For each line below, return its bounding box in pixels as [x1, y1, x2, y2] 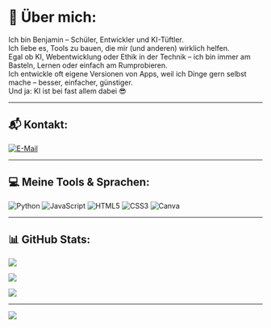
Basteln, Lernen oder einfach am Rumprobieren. [8, 60, 168, 70]
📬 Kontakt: [8, 118, 69, 132]
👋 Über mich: [8, 8, 97, 27]
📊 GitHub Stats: [8, 232, 91, 246]
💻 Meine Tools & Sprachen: [8, 176, 150, 189]
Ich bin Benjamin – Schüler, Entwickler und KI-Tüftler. [8, 35, 184, 44]
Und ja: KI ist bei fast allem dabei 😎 [8, 85, 127, 96]
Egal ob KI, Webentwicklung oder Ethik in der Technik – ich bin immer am [8, 52, 252, 61]
